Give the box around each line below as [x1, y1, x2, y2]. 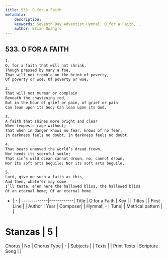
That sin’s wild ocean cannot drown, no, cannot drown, [5, 156, 125, 161]
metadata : [5, 12, 26, 17]
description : [14, 17, 42, 22]
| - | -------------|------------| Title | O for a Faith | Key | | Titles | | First [12, 197, 160, 203]
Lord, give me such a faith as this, [5, 175, 85, 180]
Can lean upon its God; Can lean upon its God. [5, 105, 107, 110]
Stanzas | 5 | [5, 226, 59, 237]
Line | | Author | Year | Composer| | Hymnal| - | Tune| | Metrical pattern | [12, 203, 162, 209]
